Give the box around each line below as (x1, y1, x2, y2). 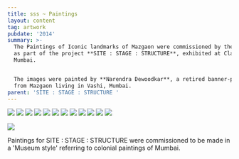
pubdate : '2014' (7, 30, 55, 38)
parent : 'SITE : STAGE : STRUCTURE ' (7, 89, 119, 96)
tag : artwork (7, 23, 46, 31)
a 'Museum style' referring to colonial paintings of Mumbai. (7, 143, 181, 153)
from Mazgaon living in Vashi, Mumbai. (14, 82, 132, 89)
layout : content (7, 17, 55, 24)
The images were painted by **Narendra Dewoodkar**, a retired (14, 75, 205, 82)
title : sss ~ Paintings (7, 10, 78, 18)
